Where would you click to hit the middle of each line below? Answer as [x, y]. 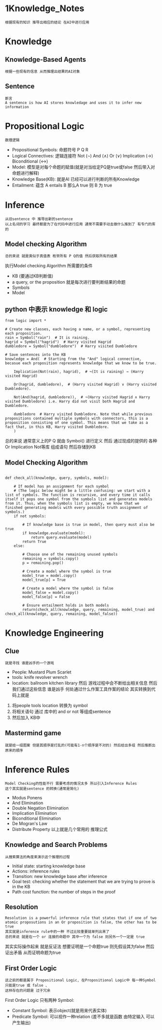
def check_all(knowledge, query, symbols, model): [57, 478]
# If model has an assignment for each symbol [61, 487]
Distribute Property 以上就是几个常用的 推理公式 [60, 829]
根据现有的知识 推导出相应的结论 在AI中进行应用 [47, 22]
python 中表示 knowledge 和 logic [56, 309]
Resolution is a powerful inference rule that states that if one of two [81, 918]
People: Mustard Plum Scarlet [42, 672]
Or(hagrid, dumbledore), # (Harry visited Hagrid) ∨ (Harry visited [85, 385]
